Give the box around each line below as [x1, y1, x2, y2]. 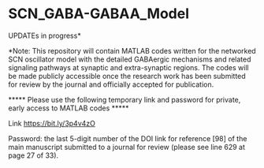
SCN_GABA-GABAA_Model [8, 5, 189, 23]
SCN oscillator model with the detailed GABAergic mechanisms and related [8, 54, 251, 64]
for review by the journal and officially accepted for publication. [8, 80, 214, 89]
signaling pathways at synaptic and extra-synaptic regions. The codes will [8, 62, 250, 72]
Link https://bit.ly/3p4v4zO [8, 118, 96, 128]
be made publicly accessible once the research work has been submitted [8, 71, 246, 80]
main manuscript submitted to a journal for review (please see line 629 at [8, 142, 246, 151]
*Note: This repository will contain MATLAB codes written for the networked [8, 46, 256, 55]
